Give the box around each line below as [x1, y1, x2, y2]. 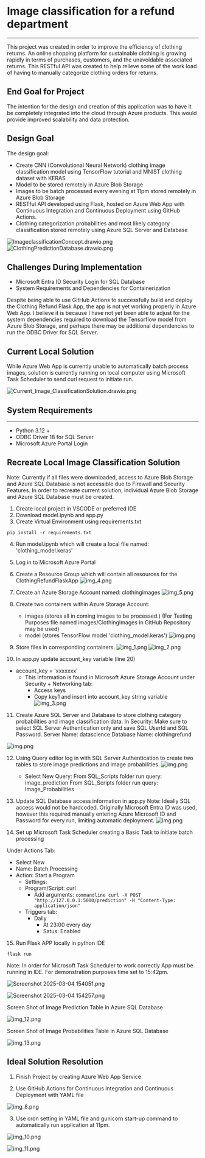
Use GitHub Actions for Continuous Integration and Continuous [15, 1084, 174, 1092]
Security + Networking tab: [24, 680, 93, 687]
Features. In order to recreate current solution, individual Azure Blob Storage [7, 486, 199, 494]
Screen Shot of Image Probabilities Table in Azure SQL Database [7, 1027, 169, 1034]
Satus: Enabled [43, 927, 81, 934]
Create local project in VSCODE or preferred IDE [15, 504, 137, 512]
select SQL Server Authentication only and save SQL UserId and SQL [15, 724, 189, 732]
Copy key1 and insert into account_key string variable [33, 693, 168, 700]
